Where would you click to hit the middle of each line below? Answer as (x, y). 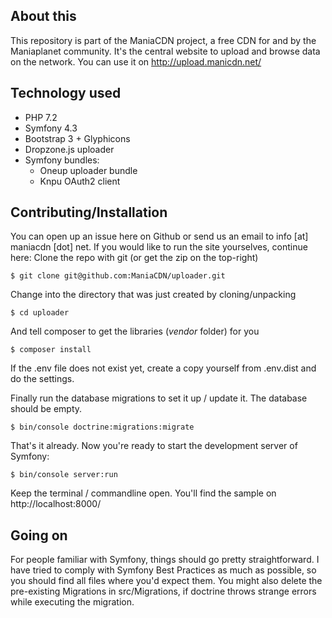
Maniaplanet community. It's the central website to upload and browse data (165, 51)
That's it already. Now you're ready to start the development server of (154, 446)
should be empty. (46, 409)
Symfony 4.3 (51, 128)
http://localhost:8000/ (56, 504)
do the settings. (42, 379)
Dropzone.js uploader (69, 149)
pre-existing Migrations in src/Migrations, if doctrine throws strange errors (163, 591)
